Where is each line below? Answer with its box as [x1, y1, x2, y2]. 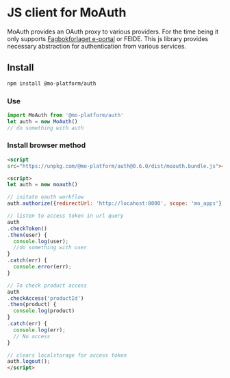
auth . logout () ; [7, 358, 51, 365]
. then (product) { [7, 301, 57, 308]
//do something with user [13, 244, 88, 251]
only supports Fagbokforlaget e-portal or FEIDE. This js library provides [7, 34, 209, 42]
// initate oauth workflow [7, 194, 84, 201]
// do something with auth [7, 125, 84, 131]
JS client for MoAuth [7, 5, 127, 21]
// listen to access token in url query [7, 212, 125, 220]
